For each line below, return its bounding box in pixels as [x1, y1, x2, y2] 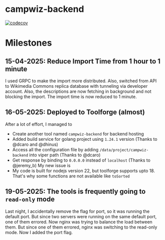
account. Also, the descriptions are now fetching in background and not [5, 88, 152, 94]
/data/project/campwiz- [100, 147, 149, 152]
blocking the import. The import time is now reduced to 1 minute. [5, 93, 137, 100]
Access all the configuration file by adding [12, 146, 99, 152]
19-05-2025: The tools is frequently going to [5, 187, 146, 196]
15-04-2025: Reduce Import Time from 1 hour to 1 [5, 57, 161, 65]
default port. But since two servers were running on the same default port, [5, 213, 157, 219]
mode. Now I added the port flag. [5, 229, 73, 235]
